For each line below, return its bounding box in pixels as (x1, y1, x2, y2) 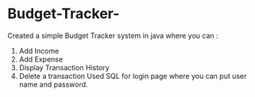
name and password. (18, 80, 88, 89)
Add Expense (18, 54, 64, 64)
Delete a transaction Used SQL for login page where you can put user (18, 71, 247, 80)
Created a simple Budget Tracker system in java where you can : (7, 31, 219, 40)
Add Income (18, 46, 60, 55)
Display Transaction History (18, 62, 110, 72)
